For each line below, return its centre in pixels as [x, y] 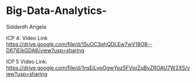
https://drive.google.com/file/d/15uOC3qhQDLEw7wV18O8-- [79, 44]
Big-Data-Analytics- [56, 11]
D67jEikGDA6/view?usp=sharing [45, 50]
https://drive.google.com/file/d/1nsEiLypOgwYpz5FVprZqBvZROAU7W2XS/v [98, 67]
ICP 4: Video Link [27, 38]
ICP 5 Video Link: [27, 62]
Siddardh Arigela [26, 27]
